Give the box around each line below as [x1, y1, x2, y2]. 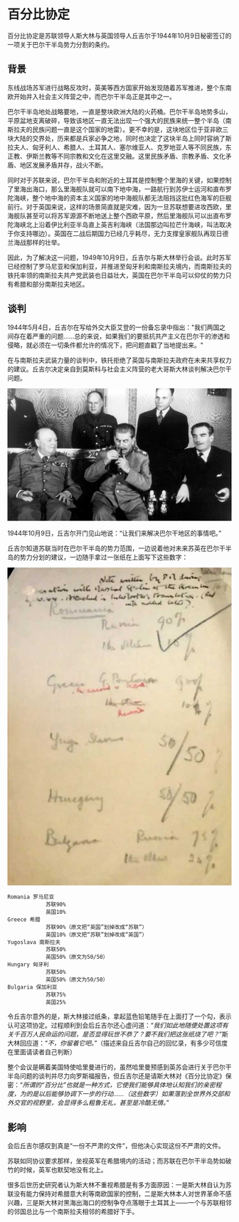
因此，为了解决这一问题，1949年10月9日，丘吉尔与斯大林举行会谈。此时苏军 [7, 253, 232, 262]
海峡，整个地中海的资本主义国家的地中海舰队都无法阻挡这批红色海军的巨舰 [13, 193, 232, 202]
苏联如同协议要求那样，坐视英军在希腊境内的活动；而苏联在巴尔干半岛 [7, 1157, 213, 1165]
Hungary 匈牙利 [7, 961, 49, 968]
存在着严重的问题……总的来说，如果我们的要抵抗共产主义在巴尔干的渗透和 [13, 331, 230, 340]
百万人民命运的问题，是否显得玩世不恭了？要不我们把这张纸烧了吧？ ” [19, 1030, 223, 1038]
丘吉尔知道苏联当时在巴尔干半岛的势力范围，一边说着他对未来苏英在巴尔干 [7, 544, 225, 553]
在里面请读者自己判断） [7, 1048, 76, 1056]
